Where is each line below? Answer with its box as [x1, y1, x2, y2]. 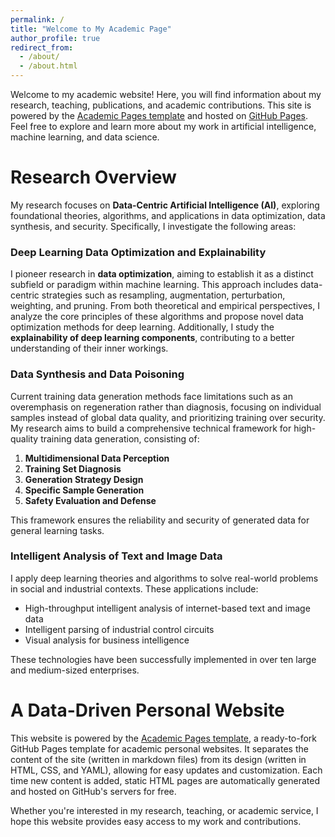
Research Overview [10, 166, 177, 189]
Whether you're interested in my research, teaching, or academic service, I [10, 804, 319, 816]
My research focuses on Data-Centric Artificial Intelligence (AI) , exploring [10, 199, 320, 211]
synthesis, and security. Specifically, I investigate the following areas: [10, 220, 297, 232]
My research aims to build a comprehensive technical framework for [10, 422, 292, 434]
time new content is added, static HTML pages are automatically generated [10, 774, 321, 786]
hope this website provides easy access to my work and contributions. [10, 815, 302, 827]
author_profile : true [10, 33, 101, 43]
